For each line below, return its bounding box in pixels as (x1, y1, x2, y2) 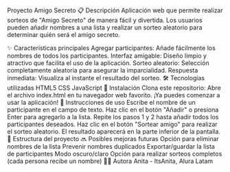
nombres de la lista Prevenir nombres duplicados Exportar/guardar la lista (7, 143, 215, 150)
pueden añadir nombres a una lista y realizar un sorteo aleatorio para (7, 23, 203, 32)
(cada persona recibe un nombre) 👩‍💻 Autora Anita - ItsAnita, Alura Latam (7, 157, 214, 165)
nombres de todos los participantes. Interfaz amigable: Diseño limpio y (7, 51, 207, 60)
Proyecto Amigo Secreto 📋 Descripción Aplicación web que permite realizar (7, 6, 223, 14)
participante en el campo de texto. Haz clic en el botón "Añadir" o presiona (7, 106, 219, 114)
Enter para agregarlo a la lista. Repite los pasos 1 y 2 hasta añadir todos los (7, 113, 219, 121)
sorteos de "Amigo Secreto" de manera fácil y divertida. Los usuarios (7, 16, 203, 24)
